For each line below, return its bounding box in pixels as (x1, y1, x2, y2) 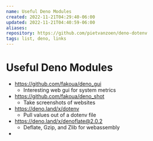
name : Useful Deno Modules (6, 8, 72, 15)
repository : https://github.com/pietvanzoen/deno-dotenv (6, 30, 148, 36)
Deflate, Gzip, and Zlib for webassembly (23, 123, 120, 130)
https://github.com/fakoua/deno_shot (14, 92, 105, 99)
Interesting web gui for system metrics (23, 86, 116, 94)
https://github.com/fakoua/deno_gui (14, 80, 102, 87)
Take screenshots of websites (23, 99, 96, 106)
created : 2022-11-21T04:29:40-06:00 (6, 14, 95, 20)
